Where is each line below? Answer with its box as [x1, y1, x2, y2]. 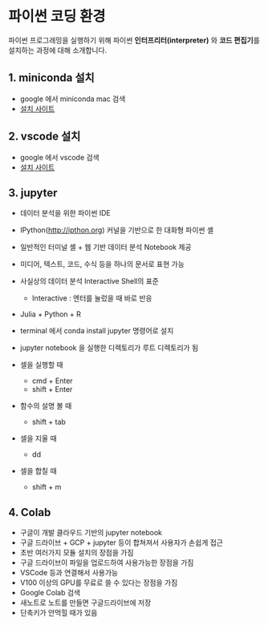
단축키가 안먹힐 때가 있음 [19, 608, 98, 618]
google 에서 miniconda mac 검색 [19, 94, 126, 103]
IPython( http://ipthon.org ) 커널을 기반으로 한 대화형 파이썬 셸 [19, 225, 214, 235]
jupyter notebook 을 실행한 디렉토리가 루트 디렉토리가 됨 [19, 343, 199, 353]
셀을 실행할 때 [19, 360, 63, 369]
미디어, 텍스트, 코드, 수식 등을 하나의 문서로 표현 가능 [19, 260, 185, 269]
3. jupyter [8, 186, 58, 200]
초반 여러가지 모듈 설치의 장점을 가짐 [19, 548, 134, 558]
